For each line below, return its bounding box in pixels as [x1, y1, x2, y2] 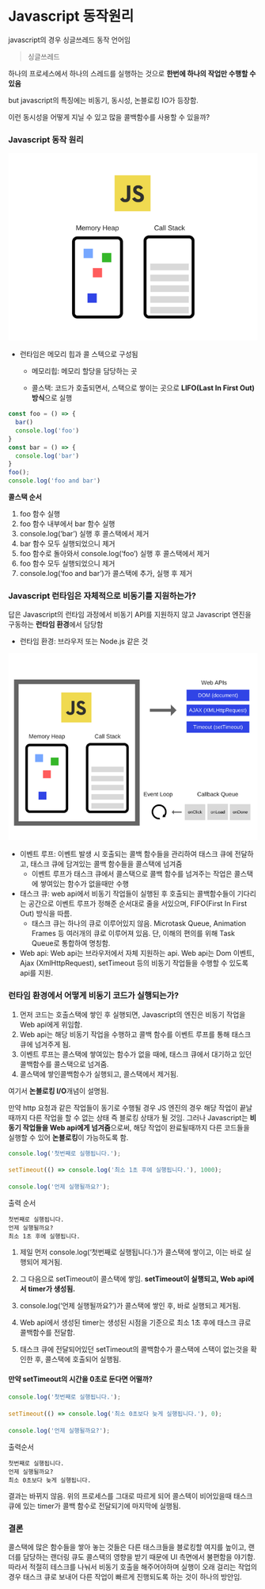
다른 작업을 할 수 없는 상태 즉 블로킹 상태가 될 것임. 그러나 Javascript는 [28, 1112, 248, 1123]
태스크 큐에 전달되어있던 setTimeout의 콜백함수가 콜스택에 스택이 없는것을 [19, 1345, 249, 1354]
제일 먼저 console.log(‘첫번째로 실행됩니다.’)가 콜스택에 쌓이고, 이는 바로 [19, 1247, 244, 1257]
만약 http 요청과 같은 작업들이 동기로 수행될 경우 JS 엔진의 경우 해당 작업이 [8, 1103, 238, 1112]
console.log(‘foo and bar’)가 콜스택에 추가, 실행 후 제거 [19, 569, 193, 578]
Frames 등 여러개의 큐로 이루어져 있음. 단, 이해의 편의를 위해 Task [31, 929, 236, 938]
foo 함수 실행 [19, 509, 61, 519]
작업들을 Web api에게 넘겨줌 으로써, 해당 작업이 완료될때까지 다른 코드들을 [22, 1123, 251, 1132]
